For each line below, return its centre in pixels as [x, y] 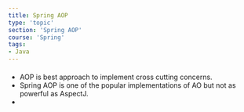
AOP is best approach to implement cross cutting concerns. [116, 77]
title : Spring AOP [38, 15]
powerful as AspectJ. [54, 93]
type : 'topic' [31, 23]
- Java [19, 52]
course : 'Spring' [36, 37]
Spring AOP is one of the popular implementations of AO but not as [128, 85]
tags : [17, 45]
